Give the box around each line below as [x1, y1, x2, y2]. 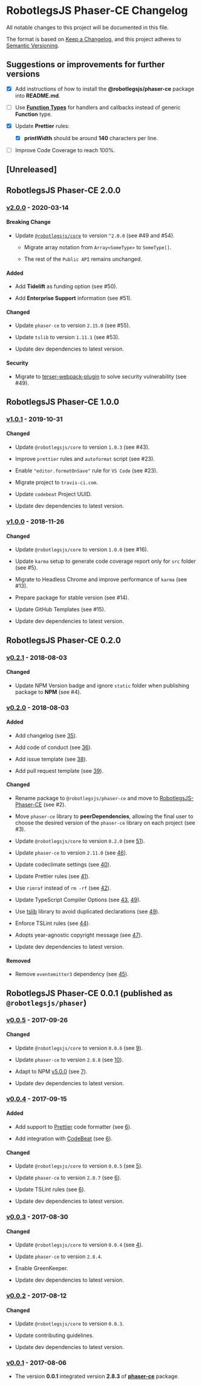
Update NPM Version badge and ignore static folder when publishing [15, 682, 189, 689]
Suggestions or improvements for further [6, 59, 165, 70]
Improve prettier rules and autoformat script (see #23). [15, 456, 155, 463]
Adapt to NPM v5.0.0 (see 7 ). [15, 1068, 88, 1075]
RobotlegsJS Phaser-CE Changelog [6, 4, 189, 18]
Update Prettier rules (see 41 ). [15, 873, 90, 880]
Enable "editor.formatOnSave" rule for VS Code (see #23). [15, 467, 158, 474]
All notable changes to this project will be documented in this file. [6, 24, 169, 31]
